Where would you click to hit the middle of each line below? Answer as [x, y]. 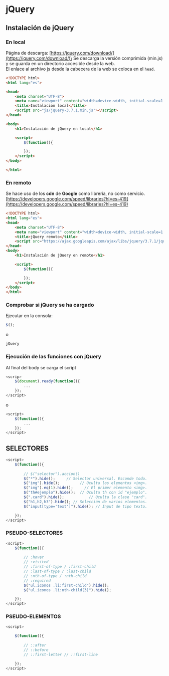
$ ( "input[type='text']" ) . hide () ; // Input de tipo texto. [86, 506]
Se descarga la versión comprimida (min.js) [118, 58]
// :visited [36, 562]
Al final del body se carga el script [41, 367]
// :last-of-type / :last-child [58, 571]
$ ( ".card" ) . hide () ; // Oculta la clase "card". [86, 497]
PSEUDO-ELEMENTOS [33, 616]
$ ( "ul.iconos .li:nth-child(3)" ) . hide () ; [68, 590]
